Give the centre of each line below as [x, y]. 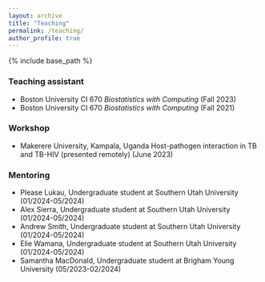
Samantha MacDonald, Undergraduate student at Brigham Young [127, 260]
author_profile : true [44, 38]
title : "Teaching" [39, 23]
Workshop [29, 128]
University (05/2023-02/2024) [70, 269]
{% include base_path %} [50, 61]
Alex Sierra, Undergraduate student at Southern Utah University [125, 210]
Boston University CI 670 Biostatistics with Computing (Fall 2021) [127, 107]
